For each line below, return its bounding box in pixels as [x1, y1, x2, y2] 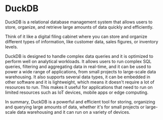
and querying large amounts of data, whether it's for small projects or [5, 104, 145, 110]
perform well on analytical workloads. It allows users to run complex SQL [5, 58, 152, 64]
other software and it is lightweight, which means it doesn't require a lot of [5, 79, 155, 85]
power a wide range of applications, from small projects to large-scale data [5, 69, 156, 74]
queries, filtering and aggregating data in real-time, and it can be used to [5, 64, 151, 69]
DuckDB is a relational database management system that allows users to [5, 19, 153, 25]
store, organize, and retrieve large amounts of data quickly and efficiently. [5, 24, 154, 30]
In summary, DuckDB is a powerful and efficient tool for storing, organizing [5, 99, 155, 104]
